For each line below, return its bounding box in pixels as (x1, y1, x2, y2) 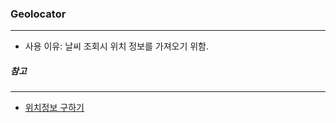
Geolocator (10, 7, 67, 21)
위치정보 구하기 (24, 102, 85, 114)
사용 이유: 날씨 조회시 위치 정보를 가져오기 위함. (24, 40, 210, 52)
